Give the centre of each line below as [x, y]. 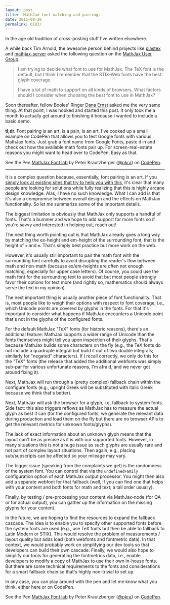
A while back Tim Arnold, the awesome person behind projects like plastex [83, 48]
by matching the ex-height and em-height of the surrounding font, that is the [85, 240]
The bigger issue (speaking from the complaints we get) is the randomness [83, 466]
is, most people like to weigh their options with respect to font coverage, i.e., [85, 303]
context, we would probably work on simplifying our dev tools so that [77, 545]
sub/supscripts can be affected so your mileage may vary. [66, 456]
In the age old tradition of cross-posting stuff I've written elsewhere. [76, 39]
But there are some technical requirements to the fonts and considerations [83, 566]
